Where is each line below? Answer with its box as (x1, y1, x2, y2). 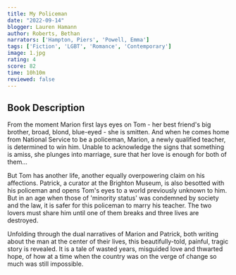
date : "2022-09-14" (7, 17, 65, 24)
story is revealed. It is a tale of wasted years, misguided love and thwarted (7, 245, 223, 253)
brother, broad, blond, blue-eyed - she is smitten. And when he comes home (7, 128, 230, 136)
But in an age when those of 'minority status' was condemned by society (7, 194, 220, 203)
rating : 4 (7, 56, 37, 63)
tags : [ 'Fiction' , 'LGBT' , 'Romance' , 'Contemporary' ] (7, 43, 172, 50)
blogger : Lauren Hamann (7, 23, 77, 30)
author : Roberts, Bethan (7, 30, 80, 37)
